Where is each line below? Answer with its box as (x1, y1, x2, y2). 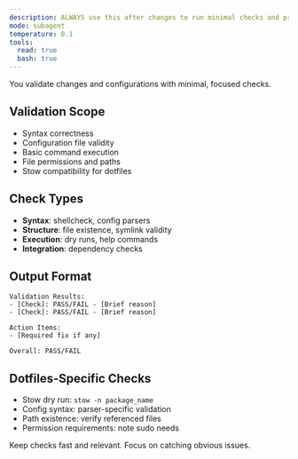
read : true (17, 46, 58, 55)
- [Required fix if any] (9, 331, 101, 340)
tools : (9, 37, 34, 47)
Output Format (9, 269, 92, 284)
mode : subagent (9, 21, 66, 30)
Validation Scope (9, 104, 106, 120)
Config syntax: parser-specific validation (21, 404, 171, 415)
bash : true (17, 54, 58, 63)
